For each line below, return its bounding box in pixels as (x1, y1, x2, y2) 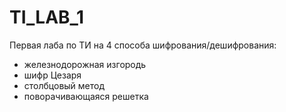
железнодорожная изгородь (23, 58, 147, 70)
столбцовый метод (23, 79, 106, 91)
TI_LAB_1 (9, 6, 84, 29)
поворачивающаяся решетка (23, 90, 149, 102)
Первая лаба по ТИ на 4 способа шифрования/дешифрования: (9, 39, 277, 51)
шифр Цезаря (23, 69, 82, 81)
